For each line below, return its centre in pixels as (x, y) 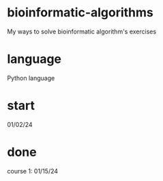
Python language (31, 78)
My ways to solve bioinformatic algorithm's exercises (82, 31)
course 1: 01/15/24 (33, 171)
